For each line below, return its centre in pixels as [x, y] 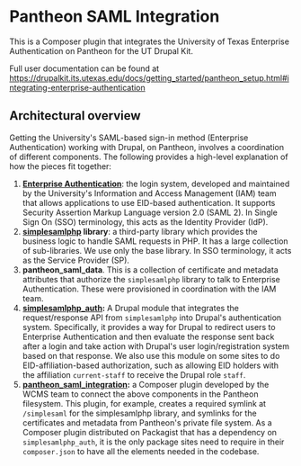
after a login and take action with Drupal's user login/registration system [156, 346]
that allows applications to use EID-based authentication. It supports [149, 202]
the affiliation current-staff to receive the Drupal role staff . [134, 374]
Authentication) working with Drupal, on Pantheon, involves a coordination [147, 147]
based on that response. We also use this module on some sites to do [151, 355]
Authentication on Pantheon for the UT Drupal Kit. [101, 50]
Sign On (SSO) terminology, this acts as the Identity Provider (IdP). [145, 221]
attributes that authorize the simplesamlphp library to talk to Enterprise [151, 279]
